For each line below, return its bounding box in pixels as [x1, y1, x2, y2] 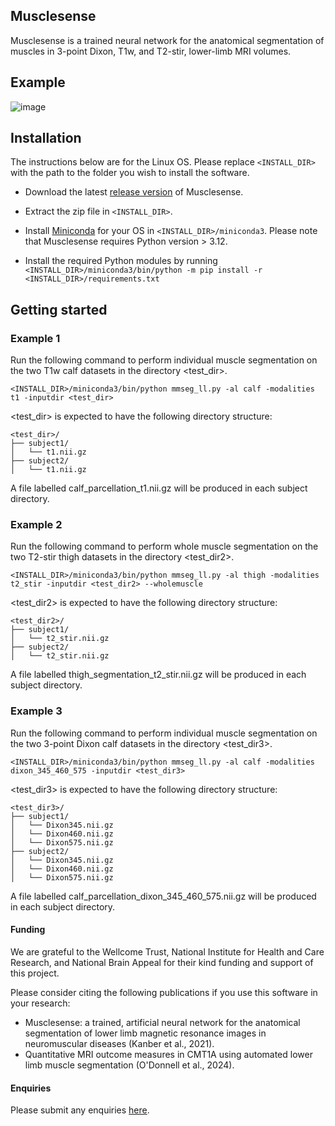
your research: [10, 997, 71, 1009]
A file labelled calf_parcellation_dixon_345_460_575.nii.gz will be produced [10, 890, 317, 902]
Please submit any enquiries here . [10, 1104, 150, 1116]
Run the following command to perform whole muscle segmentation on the [10, 540, 319, 553]
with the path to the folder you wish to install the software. [10, 167, 250, 179]
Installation [10, 130, 82, 147]
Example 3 [10, 704, 63, 718]
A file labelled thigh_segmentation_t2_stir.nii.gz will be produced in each [10, 669, 307, 681]
